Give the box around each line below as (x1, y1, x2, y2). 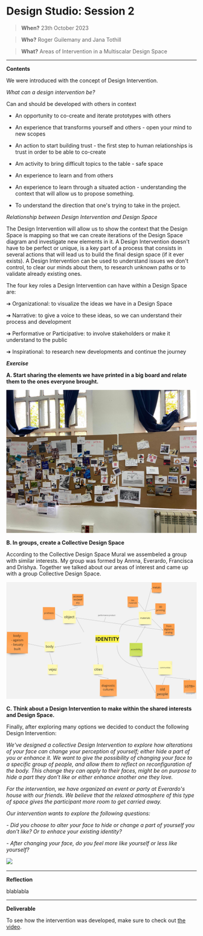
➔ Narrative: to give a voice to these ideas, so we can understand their (6, 312, 182, 319)
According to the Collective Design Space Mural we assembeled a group (6, 551, 187, 558)
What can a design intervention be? (6, 88, 95, 96)
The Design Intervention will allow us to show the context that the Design (6, 225, 188, 232)
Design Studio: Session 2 (6, 4, 135, 18)
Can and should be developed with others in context (6, 100, 137, 107)
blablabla (6, 888, 29, 895)
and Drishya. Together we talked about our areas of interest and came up (6, 563, 188, 571)
